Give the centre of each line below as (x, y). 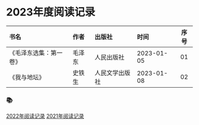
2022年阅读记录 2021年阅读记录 (45, 116)
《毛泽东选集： (30, 53)
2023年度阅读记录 (51, 12)
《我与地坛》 (27, 77)
